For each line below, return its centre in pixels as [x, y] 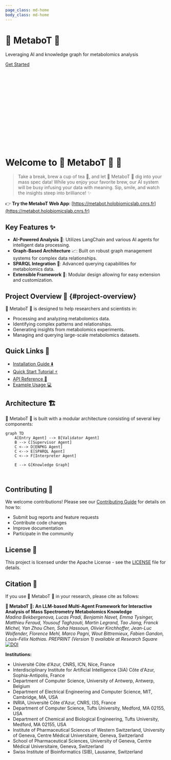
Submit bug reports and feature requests [56, 517]
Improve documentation [38, 528]
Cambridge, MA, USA [35, 697]
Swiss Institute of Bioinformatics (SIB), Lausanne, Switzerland [78, 752]
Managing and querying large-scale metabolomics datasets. [76, 335]
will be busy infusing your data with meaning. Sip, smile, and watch [89, 188]
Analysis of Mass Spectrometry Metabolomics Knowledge [69, 612]
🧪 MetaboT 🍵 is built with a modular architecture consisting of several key [83, 418]
